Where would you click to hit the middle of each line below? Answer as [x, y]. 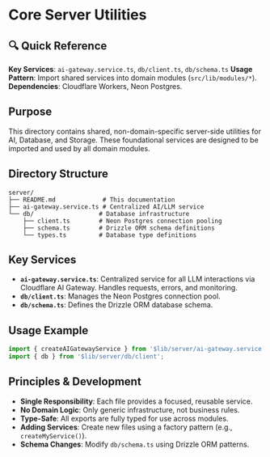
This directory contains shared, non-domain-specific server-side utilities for [135, 131]
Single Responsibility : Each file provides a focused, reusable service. [136, 401]
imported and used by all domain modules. [80, 148]
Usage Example [49, 330]
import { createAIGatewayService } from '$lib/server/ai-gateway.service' [137, 349]
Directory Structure [59, 174]
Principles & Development [75, 382]
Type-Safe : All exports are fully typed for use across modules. [124, 418]
